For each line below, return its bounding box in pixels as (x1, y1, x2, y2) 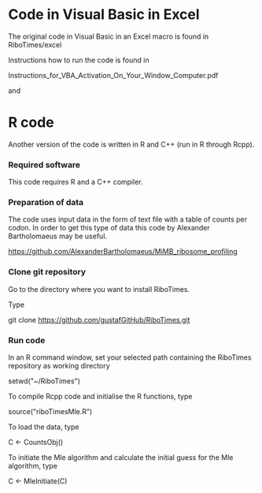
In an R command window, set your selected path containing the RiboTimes (8, 353, 252, 362)
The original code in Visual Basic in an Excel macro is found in (8, 32, 209, 41)
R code (8, 114, 54, 132)
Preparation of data (8, 197, 84, 208)
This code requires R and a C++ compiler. (8, 177, 143, 187)
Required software (8, 159, 81, 170)
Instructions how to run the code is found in (8, 55, 149, 65)
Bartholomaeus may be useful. (8, 231, 108, 241)
